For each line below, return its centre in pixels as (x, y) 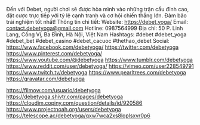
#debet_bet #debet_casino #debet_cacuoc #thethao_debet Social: (88, 41)
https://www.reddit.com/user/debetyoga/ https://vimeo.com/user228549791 (100, 66)
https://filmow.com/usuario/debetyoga (53, 90)
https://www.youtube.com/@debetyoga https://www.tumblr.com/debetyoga (99, 60)
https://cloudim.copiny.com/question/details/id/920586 (74, 103)
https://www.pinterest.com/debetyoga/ (54, 53)
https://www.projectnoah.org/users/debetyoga (64, 109)
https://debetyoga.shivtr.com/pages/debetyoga (65, 96)
